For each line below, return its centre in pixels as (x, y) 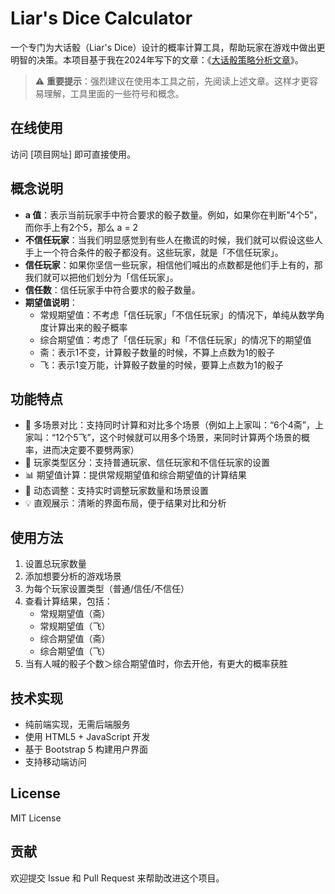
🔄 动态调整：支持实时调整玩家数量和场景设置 (116, 491)
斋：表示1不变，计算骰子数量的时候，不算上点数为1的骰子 (157, 352)
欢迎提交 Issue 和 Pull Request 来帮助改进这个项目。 (117, 878)
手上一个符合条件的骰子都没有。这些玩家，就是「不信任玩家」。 (154, 252)
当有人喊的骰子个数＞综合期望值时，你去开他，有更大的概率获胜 (156, 664)
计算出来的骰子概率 (88, 327)
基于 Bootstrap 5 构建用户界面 (86, 749)
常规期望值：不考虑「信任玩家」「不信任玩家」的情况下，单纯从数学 (178, 314)
